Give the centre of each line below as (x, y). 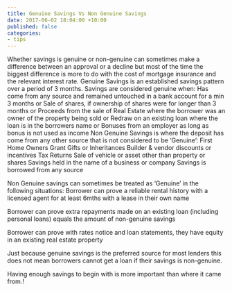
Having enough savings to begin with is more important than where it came (114, 274)
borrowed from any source (45, 170)
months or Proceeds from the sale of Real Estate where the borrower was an (116, 111)
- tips (17, 40)
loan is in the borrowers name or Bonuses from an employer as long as (108, 126)
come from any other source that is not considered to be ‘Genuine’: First (110, 140)
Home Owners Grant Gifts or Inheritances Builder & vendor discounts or (109, 148)
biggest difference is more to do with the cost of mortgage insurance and (112, 74)
